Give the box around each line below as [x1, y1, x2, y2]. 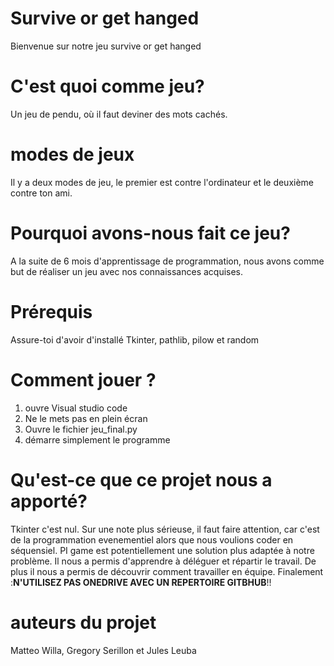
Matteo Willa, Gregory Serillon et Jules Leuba [10, 644, 197, 656]
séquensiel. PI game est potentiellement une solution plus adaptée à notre [10, 544, 315, 556]
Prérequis [10, 300, 93, 323]
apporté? [10, 490, 88, 512]
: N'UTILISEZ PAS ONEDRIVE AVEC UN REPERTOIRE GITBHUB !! [10, 576, 272, 588]
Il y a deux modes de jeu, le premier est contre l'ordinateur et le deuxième [10, 176, 315, 188]
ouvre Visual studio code [24, 402, 128, 414]
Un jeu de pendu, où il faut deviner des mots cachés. [10, 108, 228, 120]
